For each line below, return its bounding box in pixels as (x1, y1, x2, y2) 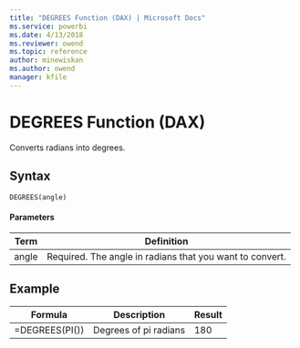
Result (193, 308, 223, 321)
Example (9, 281, 60, 297)
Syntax (9, 169, 51, 184)
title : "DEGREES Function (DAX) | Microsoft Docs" (9, 13, 206, 23)
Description (113, 308, 166, 321)
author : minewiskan (9, 56, 84, 65)
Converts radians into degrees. (9, 142, 126, 153)
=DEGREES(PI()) (14, 323, 85, 336)
